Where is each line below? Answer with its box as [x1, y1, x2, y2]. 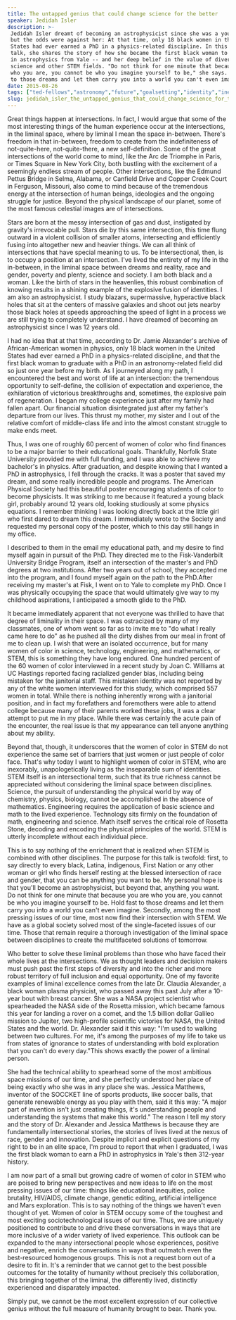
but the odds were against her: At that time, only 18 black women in [10, 37, 221, 44]
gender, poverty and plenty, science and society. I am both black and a [7, 270, 213, 279]
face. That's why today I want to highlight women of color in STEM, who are [7, 758, 227, 766]
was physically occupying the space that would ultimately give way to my [7, 589, 220, 596]
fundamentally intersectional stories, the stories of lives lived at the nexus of [7, 1128, 228, 1136]
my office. [7, 529, 37, 538]
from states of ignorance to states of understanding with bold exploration [7, 1039, 220, 1048]
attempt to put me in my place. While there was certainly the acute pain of [7, 714, 221, 722]
